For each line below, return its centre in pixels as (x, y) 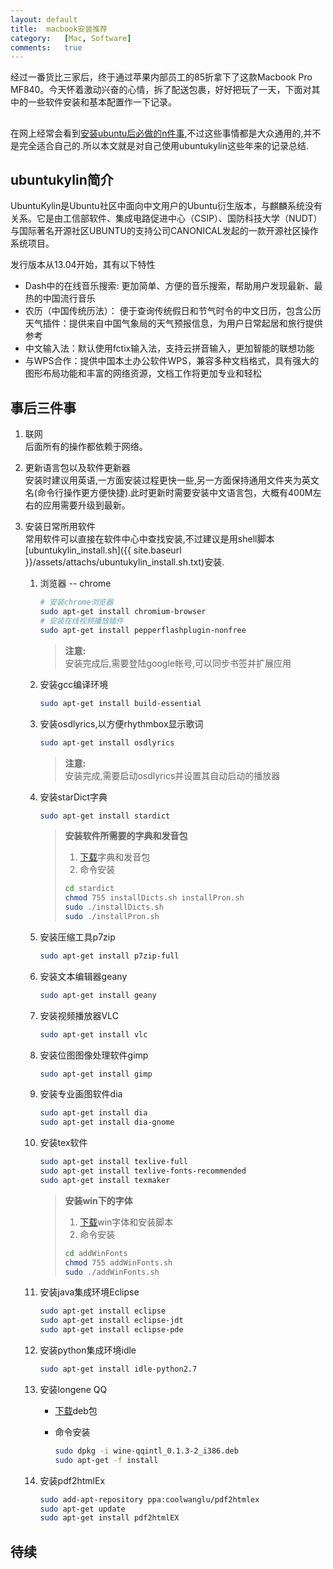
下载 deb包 (76, 1410)
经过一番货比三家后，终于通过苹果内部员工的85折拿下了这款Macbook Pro (161, 77)
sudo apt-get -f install (106, 1460)
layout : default (44, 19)
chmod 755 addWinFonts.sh (118, 1262)
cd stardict (89, 889)
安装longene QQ (73, 1389)
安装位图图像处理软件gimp (94, 1055)
